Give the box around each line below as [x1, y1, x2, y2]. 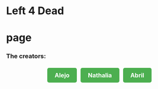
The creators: [6, 52, 46, 60]
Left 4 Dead [6, 4, 65, 18]
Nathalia [88, 71, 112, 79]
